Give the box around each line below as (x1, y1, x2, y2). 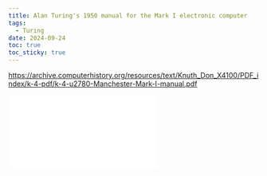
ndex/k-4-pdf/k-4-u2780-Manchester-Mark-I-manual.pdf (8, 79, 198, 88)
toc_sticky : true (8, 49, 66, 57)
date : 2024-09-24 (8, 33, 66, 42)
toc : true (8, 41, 41, 49)
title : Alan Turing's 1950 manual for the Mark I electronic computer (8, 11, 248, 20)
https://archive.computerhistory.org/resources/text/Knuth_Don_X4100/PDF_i (8, 71, 259, 80)
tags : (8, 19, 26, 27)
